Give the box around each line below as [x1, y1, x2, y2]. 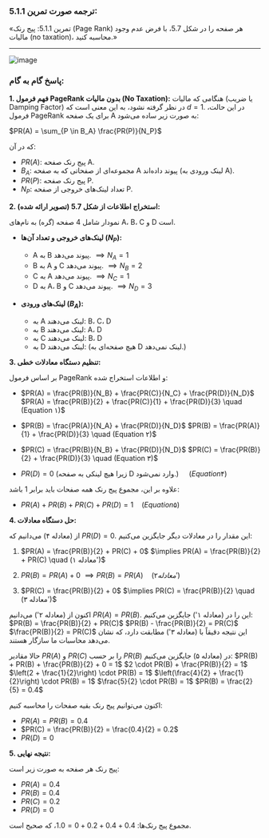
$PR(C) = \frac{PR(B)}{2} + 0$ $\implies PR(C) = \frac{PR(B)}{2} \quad [20, 586, 255, 595]
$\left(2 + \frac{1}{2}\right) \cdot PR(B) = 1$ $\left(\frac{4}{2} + [9, 668, 218, 677]
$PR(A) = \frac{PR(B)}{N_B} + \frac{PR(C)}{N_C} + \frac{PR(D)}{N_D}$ [20, 388, 255, 398]
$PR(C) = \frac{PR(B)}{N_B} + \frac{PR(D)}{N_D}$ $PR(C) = [20, 444, 219, 454]
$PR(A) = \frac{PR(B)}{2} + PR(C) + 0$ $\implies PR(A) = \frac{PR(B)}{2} [20, 546, 261, 555]
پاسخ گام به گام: [9, 75, 65, 86]
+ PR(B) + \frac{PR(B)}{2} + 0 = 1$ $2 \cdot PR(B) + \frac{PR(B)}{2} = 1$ [9, 659, 248, 669]
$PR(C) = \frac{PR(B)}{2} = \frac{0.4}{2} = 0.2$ [20, 724, 179, 734]
